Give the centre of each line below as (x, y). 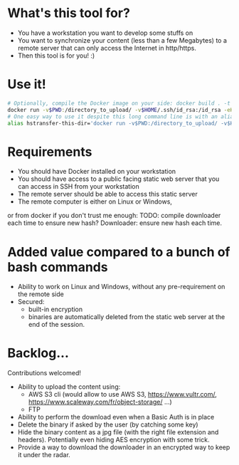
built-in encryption (55, 309)
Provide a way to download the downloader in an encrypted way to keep (124, 447)
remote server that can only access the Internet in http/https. (107, 48)
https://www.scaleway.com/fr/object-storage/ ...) (100, 402)
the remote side (41, 294)
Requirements (50, 152)
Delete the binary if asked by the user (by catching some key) (108, 424)
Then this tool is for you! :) (56, 56)
